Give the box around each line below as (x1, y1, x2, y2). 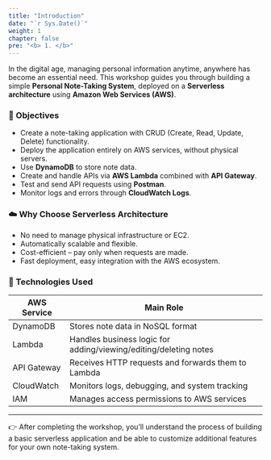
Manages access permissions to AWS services (69, 393, 247, 404)
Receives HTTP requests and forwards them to (69, 357, 247, 368)
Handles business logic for (69, 334, 171, 345)
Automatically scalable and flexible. (19, 239, 139, 249)
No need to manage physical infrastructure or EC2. (19, 230, 190, 240)
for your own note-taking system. (8, 442, 119, 452)
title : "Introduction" (8, 11, 85, 20)
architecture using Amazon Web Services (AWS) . (8, 90, 177, 99)
